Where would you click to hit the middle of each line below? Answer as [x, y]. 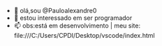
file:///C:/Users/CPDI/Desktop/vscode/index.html [84, 35]
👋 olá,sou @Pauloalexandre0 [55, 11]
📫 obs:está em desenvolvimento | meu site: [77, 25]
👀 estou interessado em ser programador [73, 18]
